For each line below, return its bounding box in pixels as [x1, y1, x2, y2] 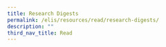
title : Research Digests [7, 10, 79, 17]
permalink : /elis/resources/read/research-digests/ [7, 17, 159, 23]
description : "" [7, 23, 54, 30]
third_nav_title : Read [7, 29, 73, 37]
